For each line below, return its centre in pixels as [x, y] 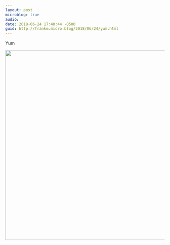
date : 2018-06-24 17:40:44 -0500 [40, 24]
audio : [12, 19]
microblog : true [22, 15]
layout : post [19, 10]
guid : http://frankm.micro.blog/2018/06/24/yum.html [62, 29]
